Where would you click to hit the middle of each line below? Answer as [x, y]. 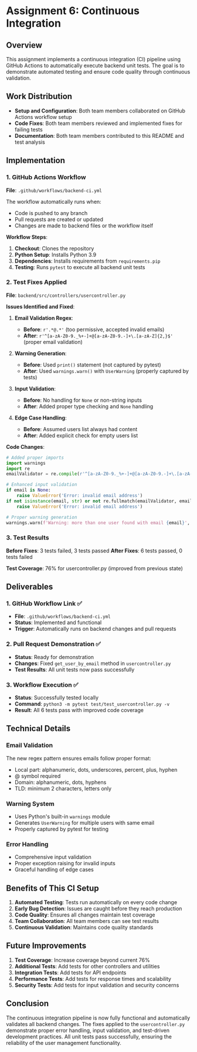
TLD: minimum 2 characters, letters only [63, 788]
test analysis [30, 142]
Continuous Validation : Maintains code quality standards [84, 927]
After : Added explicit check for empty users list [81, 435]
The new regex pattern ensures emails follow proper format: [79, 758]
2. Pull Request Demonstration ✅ [54, 644]
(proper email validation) [53, 342]
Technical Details [38, 729]
